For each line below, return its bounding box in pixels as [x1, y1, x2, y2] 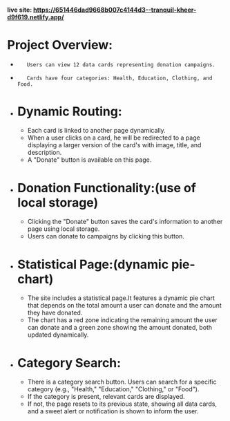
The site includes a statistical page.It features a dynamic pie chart [27, 294, 215, 302]
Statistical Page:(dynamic [17, 256, 169, 272]
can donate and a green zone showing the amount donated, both [27, 324, 213, 332]
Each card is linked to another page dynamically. [27, 127, 166, 135]
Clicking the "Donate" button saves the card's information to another [27, 218, 223, 226]
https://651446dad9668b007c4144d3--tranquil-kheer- [33, 6, 197, 14]
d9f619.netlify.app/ [7, 12, 64, 21]
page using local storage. [27, 225, 100, 233]
